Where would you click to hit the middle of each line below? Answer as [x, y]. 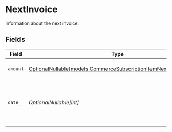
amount [16, 69]
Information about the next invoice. [42, 23]
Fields [15, 39]
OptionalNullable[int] [54, 102]
